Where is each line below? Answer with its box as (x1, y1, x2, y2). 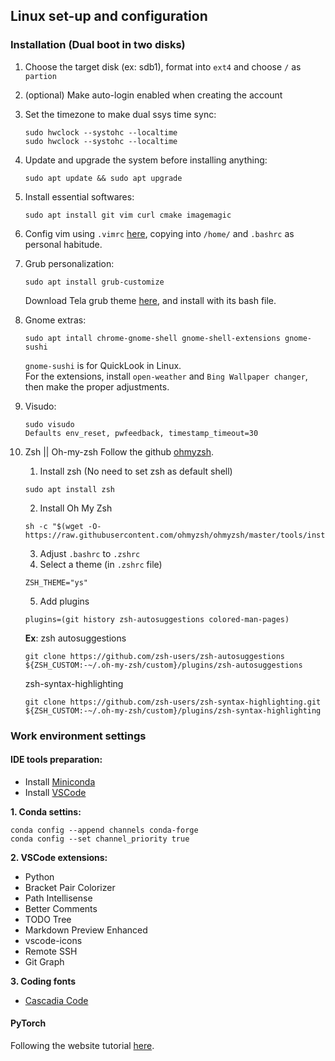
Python (24, 870, 55, 883)
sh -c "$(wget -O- (24, 521, 102, 531)
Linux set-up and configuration (10, 8, 208, 25)
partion (24, 71, 57, 81)
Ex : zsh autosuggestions (24, 632, 127, 644)
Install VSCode (24, 786, 87, 798)
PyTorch (10, 1017, 47, 1029)
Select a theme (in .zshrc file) (39, 558, 163, 570)
